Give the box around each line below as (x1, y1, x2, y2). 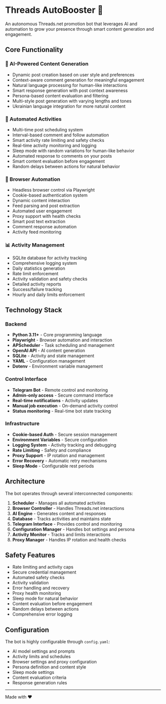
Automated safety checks (12, 575, 65, 580)
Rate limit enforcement (12, 270, 59, 276)
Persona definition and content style (12, 664, 86, 670)
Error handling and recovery (12, 585, 70, 591)
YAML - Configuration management (12, 358, 85, 364)
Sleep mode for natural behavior (12, 595, 78, 602)
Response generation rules (12, 680, 68, 686)
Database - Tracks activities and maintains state (12, 516, 111, 522)
